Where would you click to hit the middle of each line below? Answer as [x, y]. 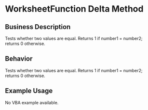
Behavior [19, 59]
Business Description [38, 27]
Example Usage [29, 91]
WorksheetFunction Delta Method [74, 9]
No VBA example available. [32, 102]
